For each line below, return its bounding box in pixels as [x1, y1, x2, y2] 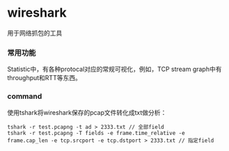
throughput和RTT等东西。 [7, 74, 81, 82]
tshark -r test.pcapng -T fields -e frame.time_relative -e [7, 129, 186, 136]
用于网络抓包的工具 [7, 29, 63, 37]
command [7, 92, 42, 102]
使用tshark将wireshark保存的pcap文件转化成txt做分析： [7, 108, 167, 116]
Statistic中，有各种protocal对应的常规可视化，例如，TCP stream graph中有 [7, 65, 222, 74]
